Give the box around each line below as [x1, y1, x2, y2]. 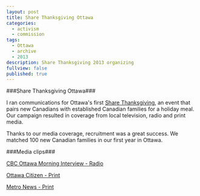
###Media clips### [6, 148, 56, 155]
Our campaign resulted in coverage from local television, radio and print [6, 112, 186, 119]
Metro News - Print [6, 183, 54, 191]
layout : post [6, 8, 39, 15]
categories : [6, 20, 36, 26]
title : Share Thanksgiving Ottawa [6, 15, 94, 21]
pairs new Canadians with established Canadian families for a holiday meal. [6, 105, 195, 113]
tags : [6, 37, 20, 43]
